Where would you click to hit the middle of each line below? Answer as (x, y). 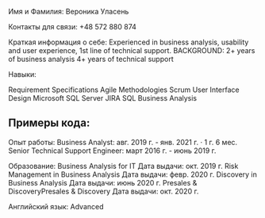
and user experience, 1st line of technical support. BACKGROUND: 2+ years (132, 50)
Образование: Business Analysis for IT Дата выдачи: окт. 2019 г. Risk (123, 166)
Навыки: (23, 74)
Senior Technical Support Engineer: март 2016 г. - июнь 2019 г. (112, 151)
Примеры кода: (49, 123)
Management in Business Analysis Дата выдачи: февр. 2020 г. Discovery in (133, 174)
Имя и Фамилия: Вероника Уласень (69, 11)
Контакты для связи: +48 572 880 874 (73, 27)
